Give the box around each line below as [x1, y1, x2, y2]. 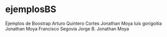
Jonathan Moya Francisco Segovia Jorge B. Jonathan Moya [5, 25, 130, 31]
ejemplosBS [5, 4, 57, 15]
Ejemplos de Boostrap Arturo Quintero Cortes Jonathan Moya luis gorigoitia [5, 20, 162, 26]
